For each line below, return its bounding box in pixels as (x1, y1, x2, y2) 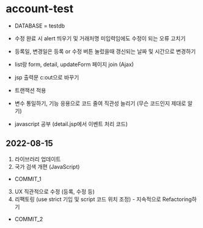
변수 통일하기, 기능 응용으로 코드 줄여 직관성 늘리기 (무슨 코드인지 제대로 (14, 100, 186, 107)
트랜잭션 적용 (14, 86, 46, 94)
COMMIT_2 (14, 215, 43, 222)
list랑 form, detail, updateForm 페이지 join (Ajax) (14, 61, 134, 68)
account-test (6, 2, 74, 16)
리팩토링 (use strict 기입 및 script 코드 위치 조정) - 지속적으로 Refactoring (14, 195, 192, 203)
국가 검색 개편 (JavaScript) (14, 163, 80, 170)
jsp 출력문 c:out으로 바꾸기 (14, 73, 79, 81)
